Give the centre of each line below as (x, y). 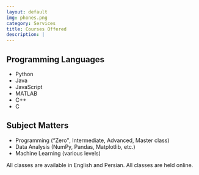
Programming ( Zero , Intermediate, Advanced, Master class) (92, 140)
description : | (26, 35)
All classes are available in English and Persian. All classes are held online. (100, 165)
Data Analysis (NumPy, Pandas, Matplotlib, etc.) (75, 146)
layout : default (27, 12)
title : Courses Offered (37, 29)
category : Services (31, 23)
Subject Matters (38, 126)
